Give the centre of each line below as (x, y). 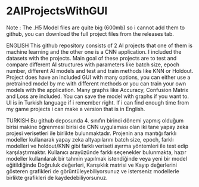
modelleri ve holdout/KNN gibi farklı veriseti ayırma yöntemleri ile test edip (97, 146)
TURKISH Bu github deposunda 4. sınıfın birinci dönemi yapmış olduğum (95, 120)
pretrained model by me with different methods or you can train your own (96, 83)
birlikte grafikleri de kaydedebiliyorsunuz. (57, 177)
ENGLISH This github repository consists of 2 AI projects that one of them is (99, 45)
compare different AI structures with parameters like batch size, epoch (93, 65)
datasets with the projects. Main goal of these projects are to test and (91, 58)
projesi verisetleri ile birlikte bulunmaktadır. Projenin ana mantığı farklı (91, 133)
